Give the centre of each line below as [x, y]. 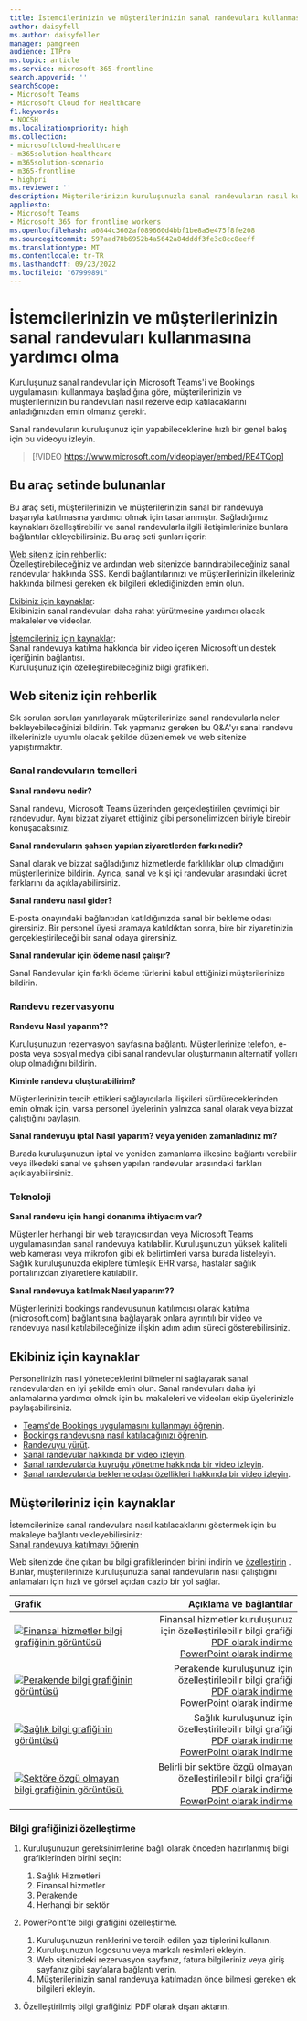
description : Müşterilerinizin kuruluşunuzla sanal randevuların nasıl [148, 197]
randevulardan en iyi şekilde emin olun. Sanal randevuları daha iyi [132, 1388]
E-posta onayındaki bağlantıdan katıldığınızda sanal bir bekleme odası [141, 918]
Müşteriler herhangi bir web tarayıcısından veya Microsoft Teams [132, 1234]
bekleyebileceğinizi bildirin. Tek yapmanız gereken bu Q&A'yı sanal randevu [152, 728]
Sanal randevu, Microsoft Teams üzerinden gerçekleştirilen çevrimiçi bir [145, 808]
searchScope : [34, 86]
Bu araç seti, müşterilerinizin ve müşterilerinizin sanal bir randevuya [137, 507]
